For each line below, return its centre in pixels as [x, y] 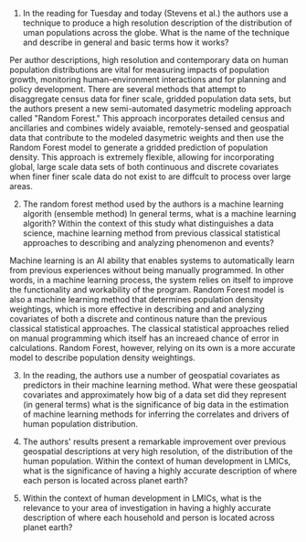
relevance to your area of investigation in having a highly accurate [147, 508]
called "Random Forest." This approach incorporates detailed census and [147, 118]
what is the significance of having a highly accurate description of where [160, 471]
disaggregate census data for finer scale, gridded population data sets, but [150, 99]
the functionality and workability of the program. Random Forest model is [147, 290]
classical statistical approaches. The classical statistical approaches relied [149, 329]
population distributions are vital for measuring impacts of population [139, 69]
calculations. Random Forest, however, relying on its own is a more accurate [153, 348]
